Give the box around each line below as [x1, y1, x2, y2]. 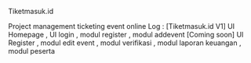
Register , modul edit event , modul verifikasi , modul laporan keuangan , [8, 38, 242, 47]
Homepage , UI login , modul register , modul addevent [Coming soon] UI [8, 30, 244, 39]
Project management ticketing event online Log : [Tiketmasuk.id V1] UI [8, 22, 235, 30]
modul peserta [8, 47, 56, 55]
